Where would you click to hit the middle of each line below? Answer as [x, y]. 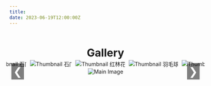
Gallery [105, 53]
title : [18, 12]
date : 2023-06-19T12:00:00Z [45, 18]
